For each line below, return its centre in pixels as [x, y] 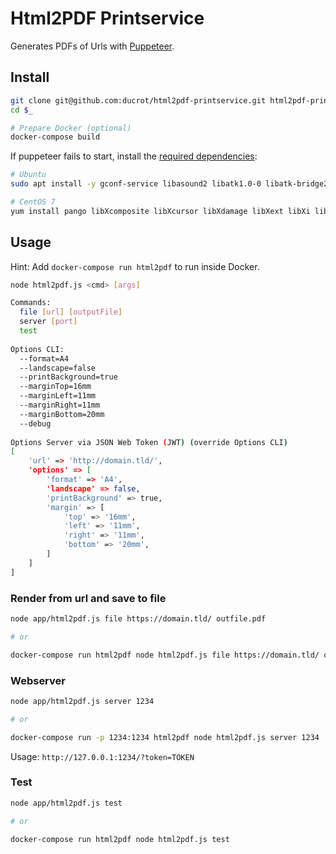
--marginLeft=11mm [58, 396]
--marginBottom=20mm [62, 414]
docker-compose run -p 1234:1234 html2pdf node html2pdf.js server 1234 [165, 737]
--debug [35, 423]
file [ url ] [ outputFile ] [71, 312]
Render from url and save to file [88, 598]
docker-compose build [55, 137]
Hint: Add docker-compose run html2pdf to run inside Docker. [135, 266]
